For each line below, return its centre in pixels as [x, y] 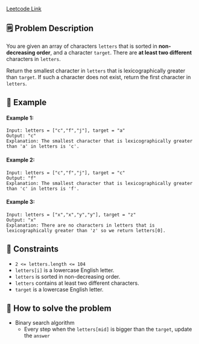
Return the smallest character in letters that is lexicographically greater [96, 70]
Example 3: [21, 202]
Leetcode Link [24, 9]
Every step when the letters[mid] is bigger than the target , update [108, 329]
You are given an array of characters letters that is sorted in [82, 46]
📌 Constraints [33, 249]
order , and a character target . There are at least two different [114, 52]
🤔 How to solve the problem [59, 309]
